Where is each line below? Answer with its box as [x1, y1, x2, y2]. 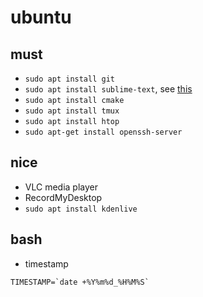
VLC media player [24, 181, 98, 193]
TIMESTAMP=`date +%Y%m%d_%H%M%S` [10, 277, 150, 287]
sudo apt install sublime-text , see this [24, 83, 193, 95]
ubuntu [10, 6, 72, 29]
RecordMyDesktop [24, 191, 103, 203]
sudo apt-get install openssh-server [24, 127, 183, 137]
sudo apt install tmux [24, 106, 120, 116]
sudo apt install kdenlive [24, 204, 138, 214]
